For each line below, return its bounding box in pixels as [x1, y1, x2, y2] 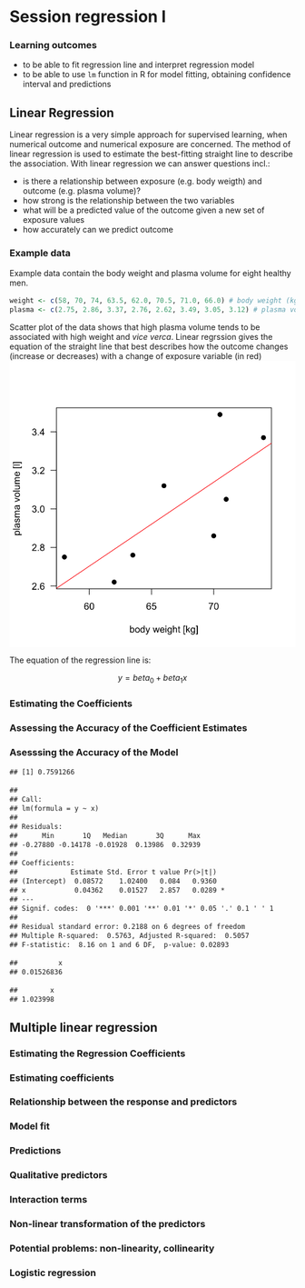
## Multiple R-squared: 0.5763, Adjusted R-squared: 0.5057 [9, 932, 250, 941]
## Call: [9, 795, 43, 804]
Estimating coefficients [9, 1071, 115, 1083]
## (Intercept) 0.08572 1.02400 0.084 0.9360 [9, 877, 218, 886]
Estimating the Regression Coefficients [9, 1047, 186, 1060]
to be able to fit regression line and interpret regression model [22, 59, 255, 70]
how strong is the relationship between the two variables [22, 195, 235, 206]
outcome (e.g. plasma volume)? [22, 185, 141, 196]
